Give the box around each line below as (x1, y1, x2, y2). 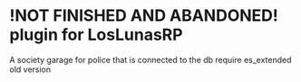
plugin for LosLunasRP (9, 24, 183, 45)
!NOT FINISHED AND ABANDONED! (9, 5, 279, 26)
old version (9, 64, 52, 75)
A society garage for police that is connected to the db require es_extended (9, 54, 292, 65)
